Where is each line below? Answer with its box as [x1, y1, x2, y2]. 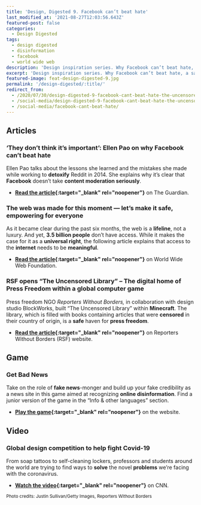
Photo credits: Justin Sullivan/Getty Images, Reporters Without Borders [6, 494, 153, 500]
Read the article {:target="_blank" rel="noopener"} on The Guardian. [14, 189, 190, 196]
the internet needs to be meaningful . [6, 244, 99, 252]
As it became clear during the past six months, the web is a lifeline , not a [6, 225, 187, 232]
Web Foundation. [14, 262, 57, 270]
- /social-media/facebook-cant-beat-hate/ [11, 103, 119, 110]
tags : [6, 37, 20, 43]
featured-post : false [6, 20, 60, 26]
